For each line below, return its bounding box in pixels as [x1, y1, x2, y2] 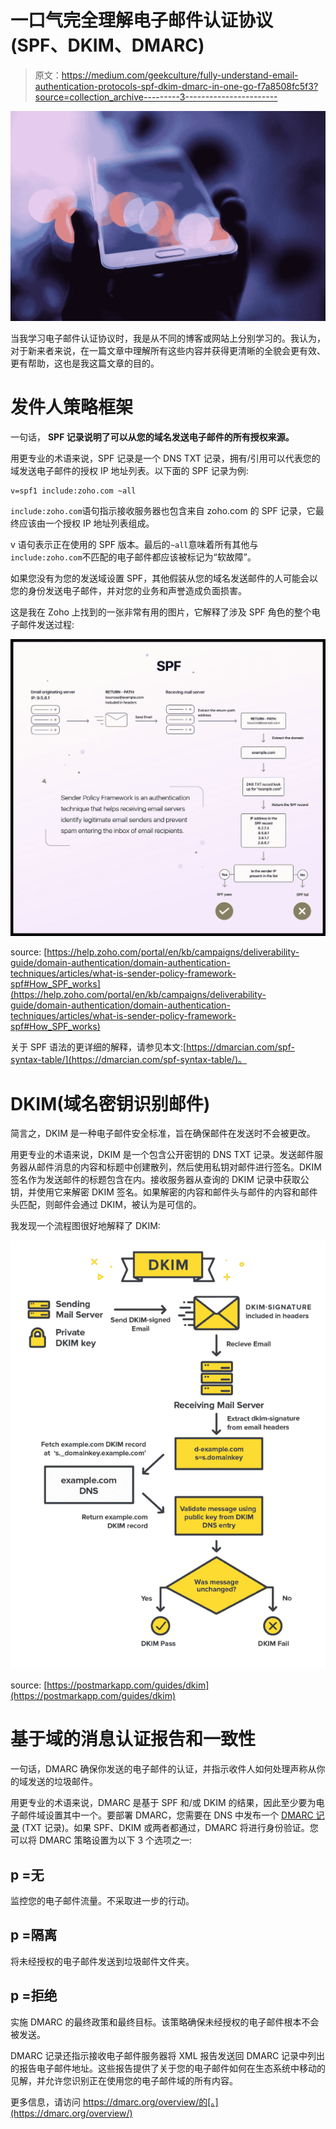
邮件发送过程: [18, 618, 75, 630]
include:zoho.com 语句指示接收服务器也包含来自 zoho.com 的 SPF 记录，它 [10, 504, 316, 516]
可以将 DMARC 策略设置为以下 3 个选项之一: [10, 1834, 193, 1846]
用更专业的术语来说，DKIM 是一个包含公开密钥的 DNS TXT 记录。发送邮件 [10, 1149, 315, 1161]
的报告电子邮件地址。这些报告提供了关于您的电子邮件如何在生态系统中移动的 [10, 2062, 326, 2074]
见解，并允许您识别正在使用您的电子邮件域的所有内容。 [10, 2074, 238, 2086]
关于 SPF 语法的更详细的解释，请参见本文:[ [10, 1041, 187, 1053]
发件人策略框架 [10, 396, 134, 418]
